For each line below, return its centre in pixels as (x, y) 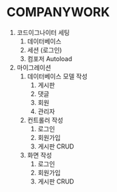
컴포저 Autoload (50, 59)
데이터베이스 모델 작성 (57, 76)
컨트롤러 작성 (45, 120)
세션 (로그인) (44, 50)
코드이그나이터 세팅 (43, 32)
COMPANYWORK (58, 12)
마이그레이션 (34, 67)
